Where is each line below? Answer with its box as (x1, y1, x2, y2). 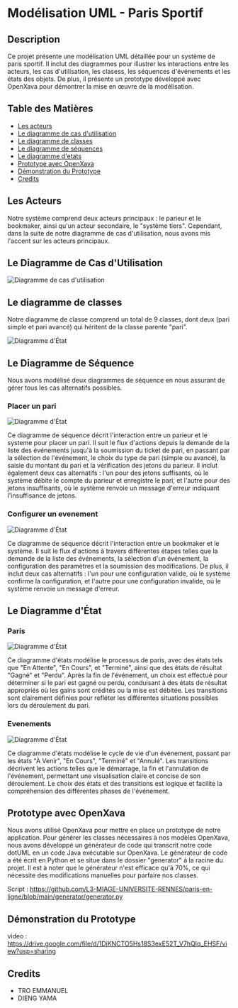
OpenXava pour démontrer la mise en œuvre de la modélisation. (7, 82, 194, 90)
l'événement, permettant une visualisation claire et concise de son (7, 772, 201, 780)
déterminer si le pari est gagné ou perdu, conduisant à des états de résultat (7, 679, 227, 687)
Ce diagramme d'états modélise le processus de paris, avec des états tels (7, 656, 223, 664)
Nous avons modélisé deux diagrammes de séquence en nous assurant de (7, 376, 225, 385)
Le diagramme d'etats (17, 151, 82, 160)
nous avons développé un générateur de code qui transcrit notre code (7, 841, 212, 850)
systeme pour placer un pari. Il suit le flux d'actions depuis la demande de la (7, 439, 230, 447)
